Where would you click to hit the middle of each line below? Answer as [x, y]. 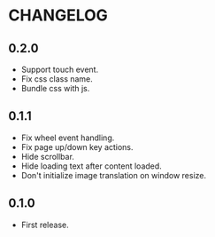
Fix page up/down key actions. [77, 146]
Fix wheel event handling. [68, 138]
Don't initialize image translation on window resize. [114, 175]
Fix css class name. [57, 79]
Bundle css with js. [55, 88]
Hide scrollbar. [47, 156]
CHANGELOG [58, 16]
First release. [45, 225]
